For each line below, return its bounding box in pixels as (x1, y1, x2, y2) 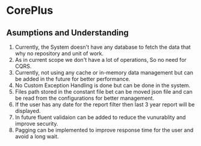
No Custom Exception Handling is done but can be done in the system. (14, 82, 191, 89)
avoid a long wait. (14, 133, 59, 140)
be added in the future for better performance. (14, 76, 131, 82)
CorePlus (6, 4, 54, 17)
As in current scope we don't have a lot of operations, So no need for (14, 56, 187, 63)
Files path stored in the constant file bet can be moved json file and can (14, 88, 193, 95)
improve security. (14, 120, 58, 127)
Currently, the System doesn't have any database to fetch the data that (14, 43, 191, 50)
